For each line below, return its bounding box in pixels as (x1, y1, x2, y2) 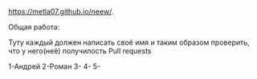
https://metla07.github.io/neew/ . (8, 7, 114, 16)
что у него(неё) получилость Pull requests (8, 46, 152, 55)
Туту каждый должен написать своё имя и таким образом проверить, (8, 38, 251, 47)
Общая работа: (8, 22, 60, 31)
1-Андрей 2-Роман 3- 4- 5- (8, 61, 101, 71)
